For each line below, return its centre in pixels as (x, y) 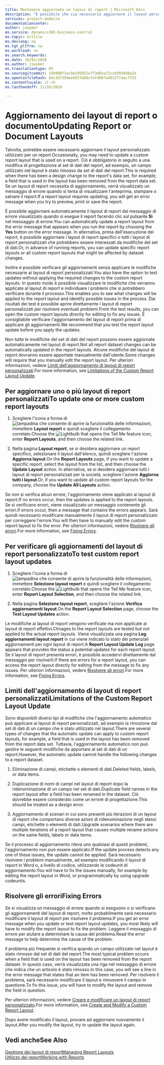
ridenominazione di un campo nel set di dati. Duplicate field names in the (85, 789)
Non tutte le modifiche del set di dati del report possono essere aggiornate (80, 339)
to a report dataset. (24, 760)
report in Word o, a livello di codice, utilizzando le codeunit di (66, 865)
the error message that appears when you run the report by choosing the (79, 227)
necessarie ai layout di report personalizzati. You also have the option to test (81, 273)
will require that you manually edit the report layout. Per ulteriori (69, 360)
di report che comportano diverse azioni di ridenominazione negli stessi (84, 819)
